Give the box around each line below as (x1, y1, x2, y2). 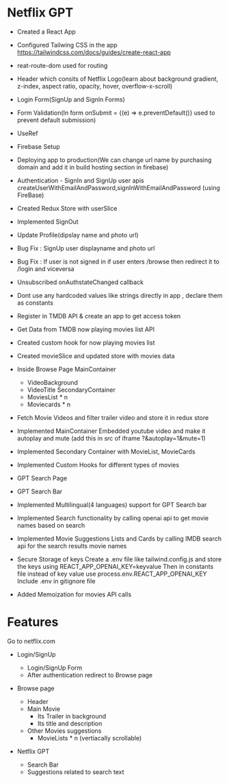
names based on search (16, 521, 85, 529)
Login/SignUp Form (27, 664, 83, 672)
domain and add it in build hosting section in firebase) (16, 163, 169, 171)
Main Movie (27, 705, 60, 713)
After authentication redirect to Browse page (27, 670, 153, 679)
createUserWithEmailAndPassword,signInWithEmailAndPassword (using (16, 183, 221, 191)
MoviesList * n (27, 393, 68, 401)
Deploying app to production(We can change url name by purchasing (16, 156, 212, 164)
